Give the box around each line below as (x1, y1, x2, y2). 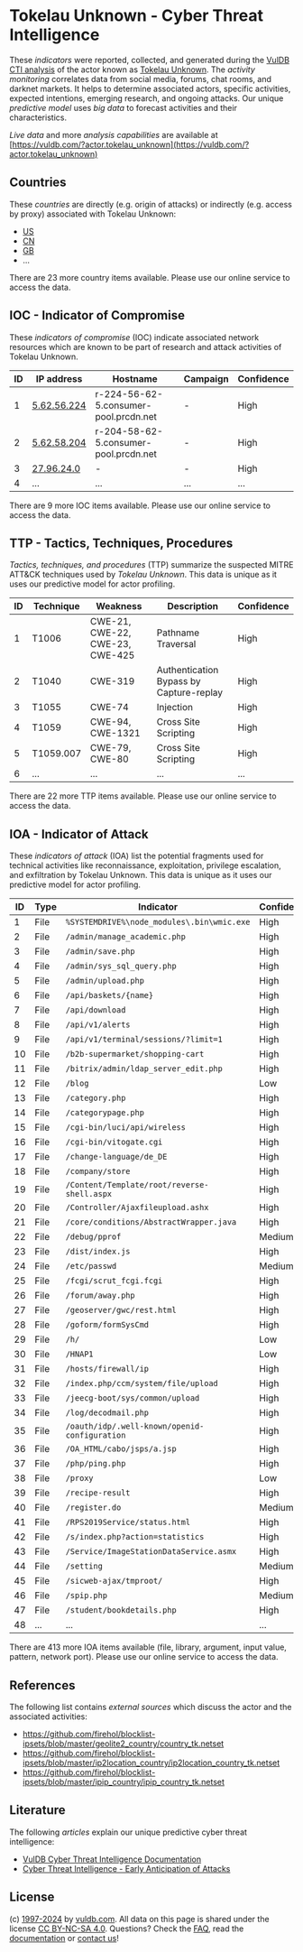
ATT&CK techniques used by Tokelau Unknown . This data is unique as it (9, 569, 278, 580)
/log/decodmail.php (65, 1408, 150, 1418)
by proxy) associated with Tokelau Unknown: (9, 208, 177, 219)
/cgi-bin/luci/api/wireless (65, 1123, 187, 1133)
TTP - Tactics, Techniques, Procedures (9, 535, 234, 550)
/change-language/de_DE (65, 1152, 168, 1162)
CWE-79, (89, 742, 132, 754)
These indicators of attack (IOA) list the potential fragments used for (9, 850, 264, 862)
